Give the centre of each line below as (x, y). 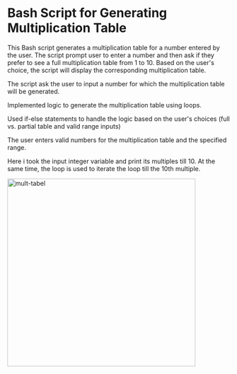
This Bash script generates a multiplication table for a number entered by (114, 47)
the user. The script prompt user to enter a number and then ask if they (111, 55)
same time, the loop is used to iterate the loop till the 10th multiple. (104, 168)
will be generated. (34, 91)
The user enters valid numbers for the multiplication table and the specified (117, 140)
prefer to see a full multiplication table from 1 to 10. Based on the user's (111, 62)
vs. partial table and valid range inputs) (64, 126)
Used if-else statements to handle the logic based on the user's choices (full (118, 119)
